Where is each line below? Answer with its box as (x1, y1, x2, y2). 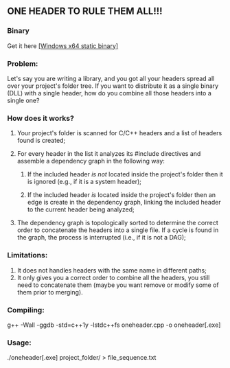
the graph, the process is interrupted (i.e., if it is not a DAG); (16, 233, 187, 242)
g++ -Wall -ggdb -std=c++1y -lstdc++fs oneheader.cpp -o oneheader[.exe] (7, 321, 221, 329)
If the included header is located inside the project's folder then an (27, 191, 216, 199)
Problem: (7, 58, 38, 68)
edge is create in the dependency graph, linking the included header (27, 198, 221, 207)
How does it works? (7, 113, 74, 123)
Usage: (7, 338, 32, 347)
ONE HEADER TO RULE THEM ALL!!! (7, 5, 163, 17)
